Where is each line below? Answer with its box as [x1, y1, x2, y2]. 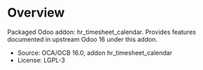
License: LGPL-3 [17, 55, 65, 64]
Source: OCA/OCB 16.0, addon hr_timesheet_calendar [17, 49, 173, 57]
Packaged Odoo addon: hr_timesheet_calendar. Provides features [7, 28, 196, 36]
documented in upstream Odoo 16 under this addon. [7, 35, 157, 43]
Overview [7, 5, 65, 21]
